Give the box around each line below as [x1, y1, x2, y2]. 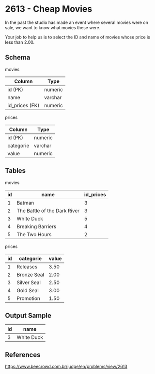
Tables [5, 167, 26, 175]
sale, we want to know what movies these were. [5, 24, 101, 30]
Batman [16, 199, 34, 206]
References [5, 351, 41, 359]
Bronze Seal [16, 271, 45, 278]
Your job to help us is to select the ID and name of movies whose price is [5, 34, 150, 40]
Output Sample [5, 311, 52, 319]
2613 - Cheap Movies [5, 3, 93, 15]
